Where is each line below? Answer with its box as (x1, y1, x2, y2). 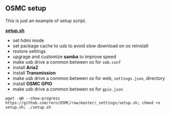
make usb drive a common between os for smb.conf (12, 59, 121, 65)
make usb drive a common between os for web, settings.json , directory (12, 75, 165, 81)
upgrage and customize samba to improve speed (12, 53, 116, 60)
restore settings (12, 48, 46, 54)
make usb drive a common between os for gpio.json (12, 86, 123, 92)
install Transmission (12, 70, 56, 76)
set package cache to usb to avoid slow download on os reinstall (12, 43, 149, 49)
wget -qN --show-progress (5, 96, 60, 101)
